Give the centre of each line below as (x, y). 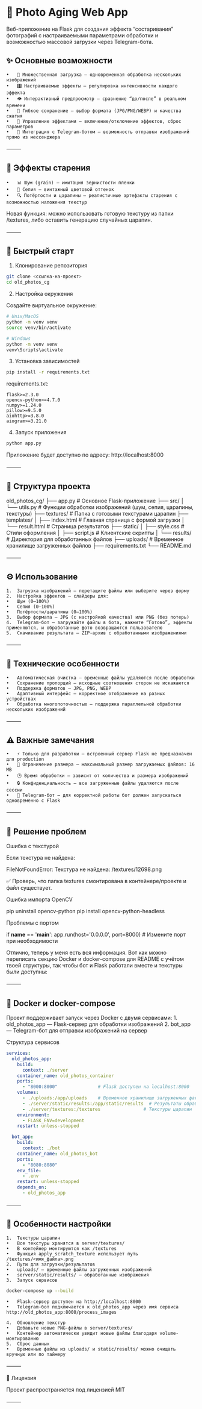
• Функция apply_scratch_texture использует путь (72, 1254)
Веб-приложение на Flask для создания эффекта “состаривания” (90, 29)
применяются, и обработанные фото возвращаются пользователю (84, 628)
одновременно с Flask (33, 801)
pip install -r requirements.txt (48, 372)
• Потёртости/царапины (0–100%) (50, 612)
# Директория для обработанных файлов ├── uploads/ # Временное (95, 539)
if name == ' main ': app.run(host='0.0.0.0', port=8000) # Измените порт (96, 935)
